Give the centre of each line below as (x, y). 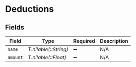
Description (114, 41)
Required (84, 41)
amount (15, 57)
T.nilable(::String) (48, 49)
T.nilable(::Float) (47, 57)
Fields (15, 27)
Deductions (30, 9)
